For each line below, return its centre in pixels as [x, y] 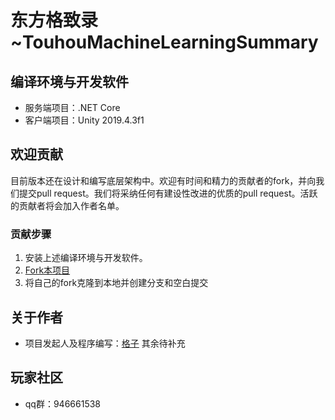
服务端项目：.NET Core [72, 107]
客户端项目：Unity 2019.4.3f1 [84, 120]
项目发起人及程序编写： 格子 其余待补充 [105, 343]
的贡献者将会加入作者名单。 [67, 205]
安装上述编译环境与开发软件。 [86, 258]
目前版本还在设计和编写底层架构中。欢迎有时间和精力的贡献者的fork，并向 [163, 180]
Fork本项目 [47, 270]
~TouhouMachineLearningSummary [164, 42]
